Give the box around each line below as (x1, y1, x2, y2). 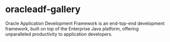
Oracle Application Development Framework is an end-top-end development (5, 20, 165, 26)
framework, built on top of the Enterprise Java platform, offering (5, 25, 139, 31)
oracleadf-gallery (5, 4, 81, 15)
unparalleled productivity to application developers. (5, 31, 113, 37)
